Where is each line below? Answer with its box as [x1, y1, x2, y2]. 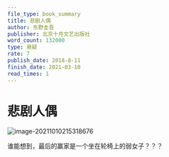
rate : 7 [7, 51, 31, 58]
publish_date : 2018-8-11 [7, 57, 81, 64]
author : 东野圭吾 [7, 24, 55, 31]
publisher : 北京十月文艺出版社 [7, 30, 90, 38]
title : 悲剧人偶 [7, 17, 51, 24]
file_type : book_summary [7, 10, 81, 18]
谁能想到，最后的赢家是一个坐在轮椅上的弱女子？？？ [7, 142, 163, 151]
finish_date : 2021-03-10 [7, 64, 81, 71]
